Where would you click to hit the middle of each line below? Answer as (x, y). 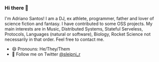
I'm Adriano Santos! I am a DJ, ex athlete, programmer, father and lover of (79, 19)
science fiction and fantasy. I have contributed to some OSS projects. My (79, 24)
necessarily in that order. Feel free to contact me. (54, 39)
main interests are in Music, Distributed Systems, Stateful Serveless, (74, 29)
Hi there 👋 (17, 8)
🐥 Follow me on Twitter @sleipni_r (46, 54)
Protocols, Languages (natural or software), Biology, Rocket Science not (78, 34)
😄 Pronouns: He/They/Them (41, 49)
